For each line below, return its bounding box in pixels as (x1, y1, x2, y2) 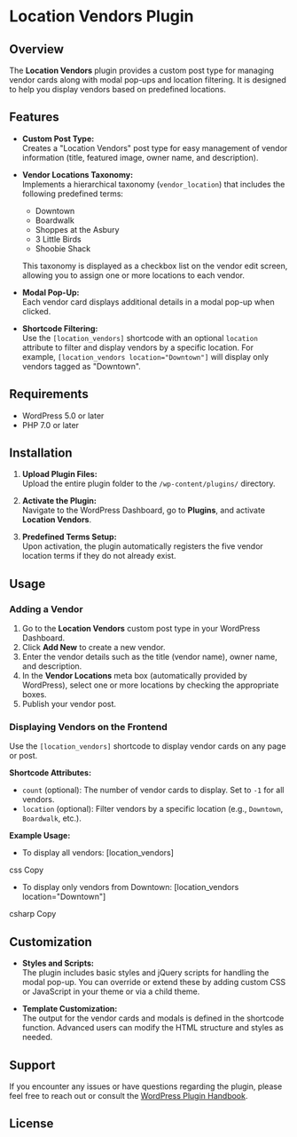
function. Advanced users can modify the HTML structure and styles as (21, 1022, 284, 1033)
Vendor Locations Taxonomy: (21, 169, 134, 179)
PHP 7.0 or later (21, 419, 80, 430)
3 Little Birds (35, 234, 82, 244)
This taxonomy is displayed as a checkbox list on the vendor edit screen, (21, 260, 288, 271)
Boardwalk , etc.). (21, 813, 82, 823)
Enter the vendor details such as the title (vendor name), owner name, (21, 651, 277, 663)
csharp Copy (9, 909, 57, 919)
